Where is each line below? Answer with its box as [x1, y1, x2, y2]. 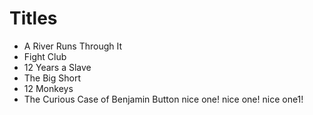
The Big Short [23, 72, 82, 84]
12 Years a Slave [23, 61, 92, 73]
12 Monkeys [23, 82, 74, 94]
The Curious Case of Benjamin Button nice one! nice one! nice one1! [23, 93, 304, 105]
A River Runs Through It [23, 40, 123, 52]
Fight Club [23, 50, 67, 62]
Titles [9, 7, 58, 30]
